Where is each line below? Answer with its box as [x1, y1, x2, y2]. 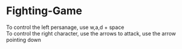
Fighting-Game [6, 4, 82, 18]
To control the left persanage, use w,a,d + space [6, 24, 124, 31]
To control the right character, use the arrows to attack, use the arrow [6, 30, 176, 37]
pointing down [6, 36, 41, 43]
